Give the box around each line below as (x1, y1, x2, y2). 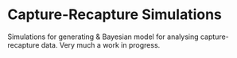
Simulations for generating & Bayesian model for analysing (7, 32, 200, 41)
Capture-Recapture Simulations (7, 6, 222, 24)
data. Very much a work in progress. (41, 40, 161, 49)
